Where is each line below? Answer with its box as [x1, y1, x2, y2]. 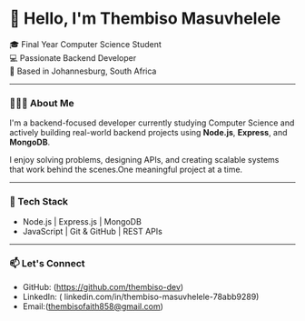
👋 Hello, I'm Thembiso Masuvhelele [9, 8, 281, 29]
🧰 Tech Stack [9, 196, 69, 208]
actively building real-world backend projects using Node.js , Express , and [9, 127, 288, 138]
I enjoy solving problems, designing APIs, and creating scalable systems [9, 155, 280, 166]
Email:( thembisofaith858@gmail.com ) [22, 300, 163, 312]
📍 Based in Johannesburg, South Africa [9, 65, 157, 76]
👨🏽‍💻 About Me [9, 96, 74, 109]
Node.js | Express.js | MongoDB [22, 216, 143, 226]
